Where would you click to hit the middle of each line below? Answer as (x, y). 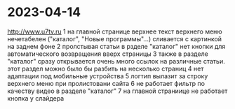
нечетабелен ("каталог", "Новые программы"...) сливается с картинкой (115, 38)
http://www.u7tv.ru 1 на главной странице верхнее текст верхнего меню (115, 31)
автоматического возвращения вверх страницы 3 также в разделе (108, 54)
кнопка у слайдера (36, 98)
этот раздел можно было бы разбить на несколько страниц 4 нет (106, 68)
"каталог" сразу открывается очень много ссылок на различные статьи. (116, 61)
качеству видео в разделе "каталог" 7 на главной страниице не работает (117, 91)
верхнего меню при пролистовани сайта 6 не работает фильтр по (106, 83)
